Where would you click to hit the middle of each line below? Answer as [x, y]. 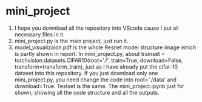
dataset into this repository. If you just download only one [86, 73]
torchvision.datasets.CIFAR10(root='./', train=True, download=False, [99, 60]
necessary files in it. [39, 34]
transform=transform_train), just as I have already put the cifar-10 [96, 66]
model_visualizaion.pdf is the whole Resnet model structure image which [105, 47]
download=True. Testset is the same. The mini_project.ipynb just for [99, 86]
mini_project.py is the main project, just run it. [71, 41]
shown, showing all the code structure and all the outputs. [87, 92]
